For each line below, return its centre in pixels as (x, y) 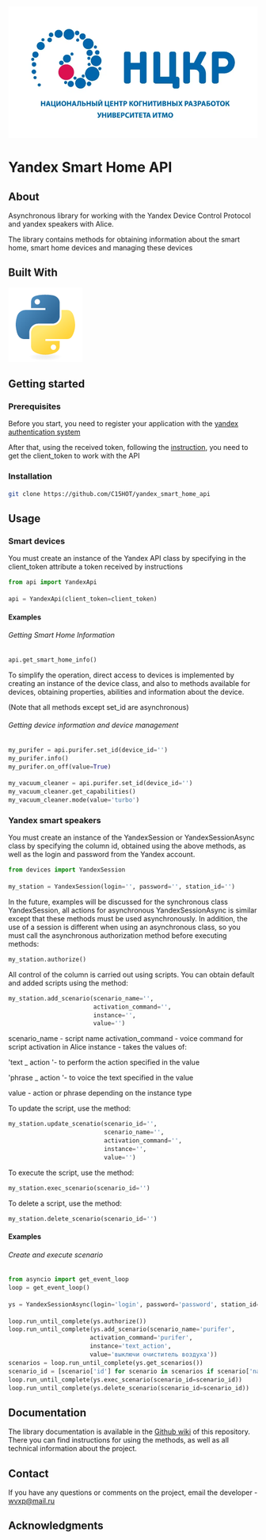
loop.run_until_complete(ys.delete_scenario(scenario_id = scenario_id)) (129, 1388)
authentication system (44, 432)
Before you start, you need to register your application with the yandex (123, 424)
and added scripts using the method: (68, 983)
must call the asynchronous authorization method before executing (118, 935)
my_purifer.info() (38, 758)
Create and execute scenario (56, 1255)
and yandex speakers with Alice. (61, 223)
